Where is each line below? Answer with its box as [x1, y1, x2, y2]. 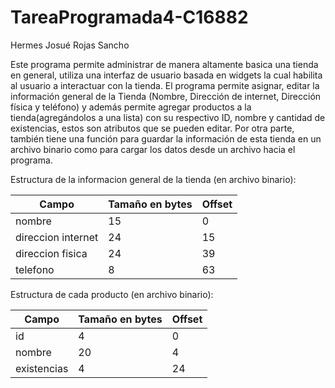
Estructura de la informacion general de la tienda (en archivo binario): [10, 173, 297, 185]
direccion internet [15, 230, 99, 244]
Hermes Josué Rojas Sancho [10, 39, 130, 51]
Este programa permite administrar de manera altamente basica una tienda [10, 58, 319, 70]
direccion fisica [15, 246, 88, 260]
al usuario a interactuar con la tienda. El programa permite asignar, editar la [10, 79, 320, 91]
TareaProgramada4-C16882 [10, 6, 249, 29]
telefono [15, 262, 55, 276]
